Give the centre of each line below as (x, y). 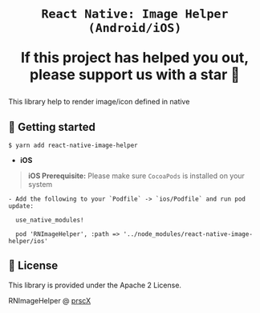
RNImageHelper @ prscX (49, 300)
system (40, 184)
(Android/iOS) (135, 28)
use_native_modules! (50, 220)
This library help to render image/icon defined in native (99, 102)
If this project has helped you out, (135, 58)
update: (21, 206)
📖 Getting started (52, 127)
